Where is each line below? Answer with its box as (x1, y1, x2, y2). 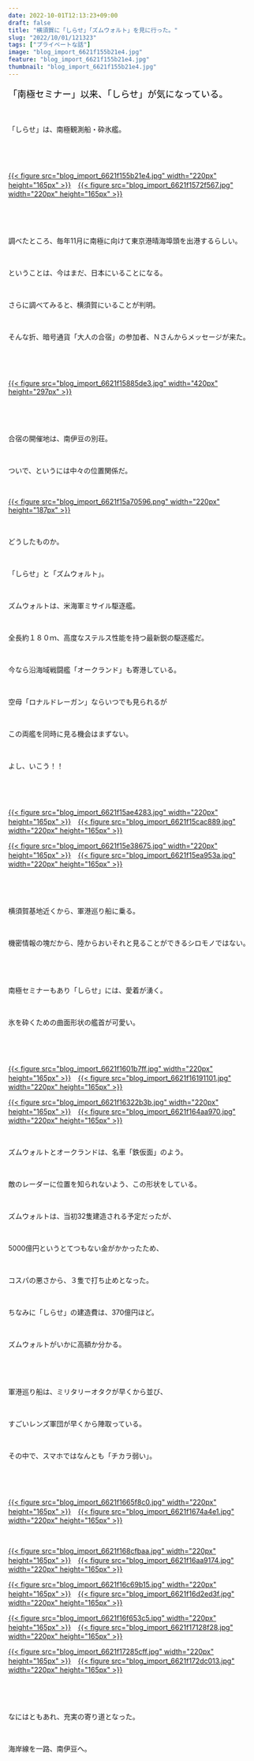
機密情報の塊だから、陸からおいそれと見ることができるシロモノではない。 (8, 938, 250, 948)
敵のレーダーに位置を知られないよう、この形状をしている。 (8, 1180, 202, 1189)
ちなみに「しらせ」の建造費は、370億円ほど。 (8, 1307, 159, 1318)
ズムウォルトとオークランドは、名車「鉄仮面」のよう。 (8, 1147, 188, 1157)
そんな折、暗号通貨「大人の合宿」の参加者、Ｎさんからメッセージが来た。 (8, 332, 250, 342)
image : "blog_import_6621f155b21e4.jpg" (8, 48, 144, 56)
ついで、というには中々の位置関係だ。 (8, 466, 133, 476)
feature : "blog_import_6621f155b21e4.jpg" (8, 56, 150, 64)
